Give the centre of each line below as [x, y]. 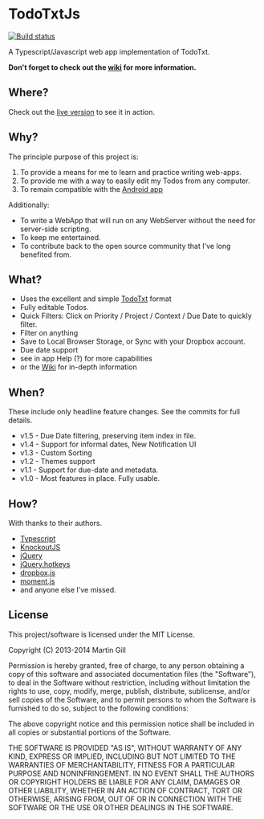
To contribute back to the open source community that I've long [125, 246]
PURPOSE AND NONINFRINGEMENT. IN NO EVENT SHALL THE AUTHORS [132, 773]
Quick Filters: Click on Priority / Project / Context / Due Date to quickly [136, 316]
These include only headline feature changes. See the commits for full [124, 412]
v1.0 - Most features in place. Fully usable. [90, 479]
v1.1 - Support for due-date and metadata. [89, 470]
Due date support [49, 350]
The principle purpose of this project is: [73, 157]
